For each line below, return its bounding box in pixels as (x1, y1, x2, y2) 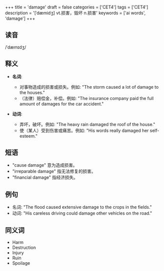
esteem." (19, 133, 38, 139)
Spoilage (12, 260, 30, 266)
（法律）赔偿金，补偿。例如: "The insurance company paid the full (19, 95, 154, 101)
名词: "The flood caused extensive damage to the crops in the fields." (12, 204, 152, 210)
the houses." (19, 89, 45, 95)
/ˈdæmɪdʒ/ (5, 44, 26, 50)
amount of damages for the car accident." (19, 100, 104, 107)
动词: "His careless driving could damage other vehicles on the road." (12, 210, 153, 216)
